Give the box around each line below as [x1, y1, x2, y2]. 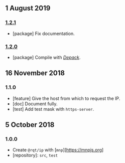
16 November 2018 [5, 69, 65, 77]
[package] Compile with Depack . [12, 54, 81, 60]
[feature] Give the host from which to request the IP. [12, 95, 120, 101]
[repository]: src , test [12, 152, 58, 158]
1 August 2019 [5, 4, 51, 13]
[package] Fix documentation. [12, 30, 75, 37]
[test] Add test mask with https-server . [12, 106, 94, 112]
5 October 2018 [5, 120, 55, 129]
